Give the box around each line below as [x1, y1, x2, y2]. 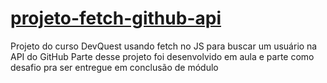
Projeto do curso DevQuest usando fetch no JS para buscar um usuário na [10, 40, 318, 52]
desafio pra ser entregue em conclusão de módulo [10, 61, 219, 73]
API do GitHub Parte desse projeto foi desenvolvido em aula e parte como [10, 50, 315, 62]
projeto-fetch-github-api [10, 7, 222, 30]
